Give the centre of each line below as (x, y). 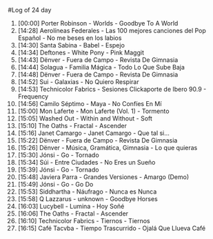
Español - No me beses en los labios (70, 38)
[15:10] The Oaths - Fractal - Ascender (72, 126)
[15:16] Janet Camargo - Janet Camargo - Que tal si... (93, 133)
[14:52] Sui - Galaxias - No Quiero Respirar (79, 82)
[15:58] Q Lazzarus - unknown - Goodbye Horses (88, 199)
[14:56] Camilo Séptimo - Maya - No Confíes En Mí (90, 104)
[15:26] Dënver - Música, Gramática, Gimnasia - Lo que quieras (108, 148)
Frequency (33, 96)
